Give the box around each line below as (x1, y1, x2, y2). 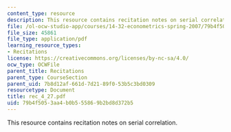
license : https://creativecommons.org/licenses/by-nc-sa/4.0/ (7, 55, 189, 62)
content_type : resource (7, 10, 76, 17)
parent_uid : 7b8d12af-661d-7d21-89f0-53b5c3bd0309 (7, 80, 155, 87)
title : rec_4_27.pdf (7, 93, 67, 100)
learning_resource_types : (7, 42, 81, 49)
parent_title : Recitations (7, 67, 85, 74)
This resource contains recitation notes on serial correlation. (7, 118, 178, 126)
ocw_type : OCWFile (7, 61, 60, 68)
